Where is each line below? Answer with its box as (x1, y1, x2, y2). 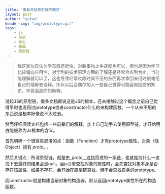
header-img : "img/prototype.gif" (5, 21, 74, 26)
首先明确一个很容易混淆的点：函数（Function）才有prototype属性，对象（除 (5, 138, 159, 144)
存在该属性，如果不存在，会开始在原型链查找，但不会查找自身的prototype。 (5, 167, 159, 173)
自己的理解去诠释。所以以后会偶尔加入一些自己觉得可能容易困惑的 (17, 81, 151, 87)
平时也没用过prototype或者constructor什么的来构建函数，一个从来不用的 (9, 104, 157, 110)
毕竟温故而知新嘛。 (26, 88, 65, 94)
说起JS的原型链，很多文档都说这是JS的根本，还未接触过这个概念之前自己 (5, 98, 154, 104)
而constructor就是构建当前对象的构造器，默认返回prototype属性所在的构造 (5, 177, 157, 183)
